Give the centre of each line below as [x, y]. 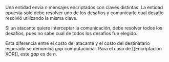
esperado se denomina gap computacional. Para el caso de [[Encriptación [84, 49]
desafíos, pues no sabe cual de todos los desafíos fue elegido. [71, 33]
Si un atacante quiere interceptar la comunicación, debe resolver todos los [84, 28]
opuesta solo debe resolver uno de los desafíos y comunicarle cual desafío [84, 13]
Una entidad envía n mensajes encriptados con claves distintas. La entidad [84, 7]
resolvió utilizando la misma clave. [41, 18]
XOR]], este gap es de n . [31, 54]
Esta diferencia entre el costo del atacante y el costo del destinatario [78, 43]
